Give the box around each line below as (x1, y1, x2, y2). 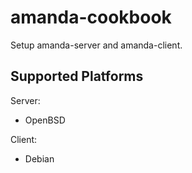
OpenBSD (24, 114, 66, 126)
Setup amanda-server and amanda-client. (10, 39, 183, 51)
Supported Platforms (10, 68, 144, 85)
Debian (24, 152, 55, 165)
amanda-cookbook (10, 6, 172, 29)
